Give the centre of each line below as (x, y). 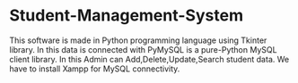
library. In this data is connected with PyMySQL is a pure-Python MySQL (143, 49)
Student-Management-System (127, 16)
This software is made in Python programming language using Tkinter (138, 40)
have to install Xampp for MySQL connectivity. (95, 69)
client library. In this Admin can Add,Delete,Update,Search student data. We (149, 59)
